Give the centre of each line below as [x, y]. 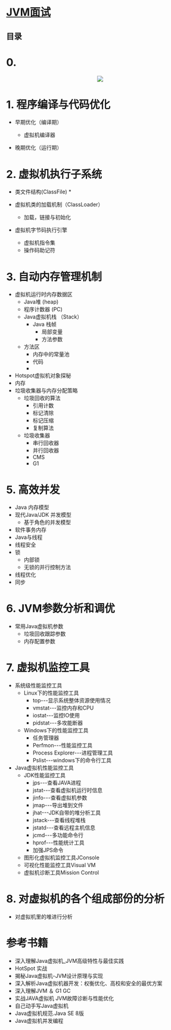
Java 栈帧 [44, 325]
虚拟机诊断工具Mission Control [61, 873]
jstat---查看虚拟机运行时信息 [68, 790]
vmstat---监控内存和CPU [63, 708]
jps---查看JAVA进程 [57, 783]
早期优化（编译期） [38, 122]
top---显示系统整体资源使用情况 [72, 701]
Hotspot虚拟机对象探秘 [43, 375]
